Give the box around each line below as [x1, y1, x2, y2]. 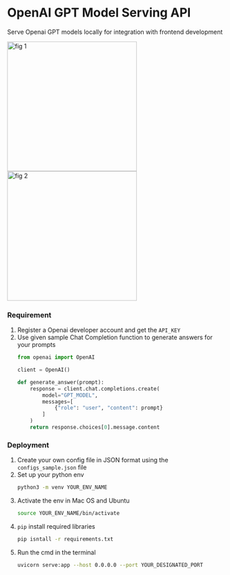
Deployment [7, 440, 50, 450]
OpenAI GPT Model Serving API [7, 5, 191, 21]
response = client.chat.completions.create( [30, 385, 160, 392]
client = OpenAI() [17, 366, 70, 374]
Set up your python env [17, 471, 84, 479]
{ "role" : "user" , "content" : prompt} [54, 404, 164, 412]
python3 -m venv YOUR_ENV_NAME [17, 484, 108, 491]
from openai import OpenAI [17, 354, 95, 361]
